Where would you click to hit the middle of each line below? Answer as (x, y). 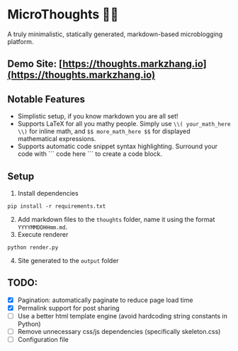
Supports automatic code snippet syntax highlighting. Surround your (118, 146)
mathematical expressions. (57, 139)
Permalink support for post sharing (68, 308)
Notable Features (46, 99)
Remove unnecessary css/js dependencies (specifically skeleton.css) (119, 331)
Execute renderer (43, 234)
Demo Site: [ (35, 64)
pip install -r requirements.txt (57, 206)
